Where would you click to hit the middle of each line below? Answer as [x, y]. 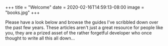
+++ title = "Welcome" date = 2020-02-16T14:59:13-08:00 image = [75, 7]
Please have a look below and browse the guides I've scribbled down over [82, 22]
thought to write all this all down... [40, 38]
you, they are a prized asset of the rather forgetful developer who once [78, 33]
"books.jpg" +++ [23, 12]
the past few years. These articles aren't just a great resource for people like [84, 27]
